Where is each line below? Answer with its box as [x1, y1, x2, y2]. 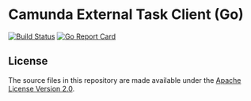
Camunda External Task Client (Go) [8, 6, 244, 24]
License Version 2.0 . [8, 84, 75, 93]
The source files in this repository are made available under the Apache [8, 75, 241, 84]
